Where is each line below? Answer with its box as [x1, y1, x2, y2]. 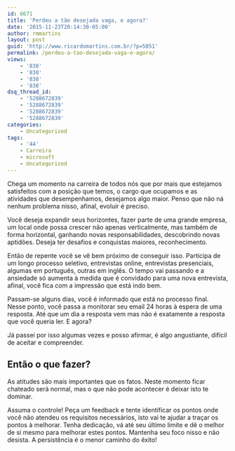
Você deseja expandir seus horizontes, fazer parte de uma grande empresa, [7, 215, 227, 224]
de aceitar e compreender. [7, 338, 84, 346]
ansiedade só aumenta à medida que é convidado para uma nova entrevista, [7, 274, 228, 282]
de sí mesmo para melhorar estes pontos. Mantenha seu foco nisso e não [7, 428, 220, 436]
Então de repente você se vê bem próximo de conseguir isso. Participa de [7, 251, 221, 260]
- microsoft [20, 154, 55, 161]
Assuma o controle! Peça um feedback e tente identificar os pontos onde [7, 405, 219, 414]
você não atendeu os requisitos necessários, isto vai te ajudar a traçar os [7, 413, 219, 422]
